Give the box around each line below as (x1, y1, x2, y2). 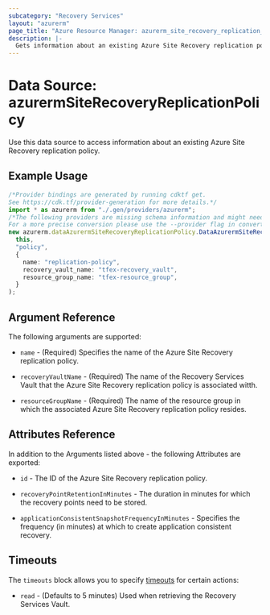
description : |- (8, 34, 63, 43)
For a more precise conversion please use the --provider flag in (8, 221, 235, 229)
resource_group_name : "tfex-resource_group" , (22, 273, 178, 281)
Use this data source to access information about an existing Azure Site (8, 138, 245, 148)
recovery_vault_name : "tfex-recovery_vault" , (22, 265, 178, 274)
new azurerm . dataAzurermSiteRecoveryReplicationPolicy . (8, 228, 199, 236)
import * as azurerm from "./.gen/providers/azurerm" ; (8, 206, 196, 214)
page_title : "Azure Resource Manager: (8, 27, 138, 35)
